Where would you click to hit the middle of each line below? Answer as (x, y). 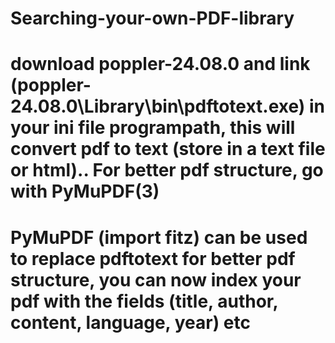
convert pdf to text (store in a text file (168, 149)
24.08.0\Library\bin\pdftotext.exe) (158, 106)
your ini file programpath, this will (153, 128)
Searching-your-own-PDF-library (152, 18)
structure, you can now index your (156, 279)
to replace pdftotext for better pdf (153, 258)
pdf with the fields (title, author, (144, 301)
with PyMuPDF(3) (85, 191)
